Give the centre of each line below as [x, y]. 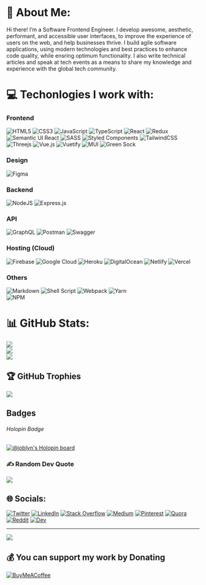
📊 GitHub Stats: [48, 323]
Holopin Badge [25, 428]
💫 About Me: [39, 13]
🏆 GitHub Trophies [44, 377]
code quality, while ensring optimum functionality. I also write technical [96, 55]
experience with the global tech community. [62, 68]
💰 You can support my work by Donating [86, 557]
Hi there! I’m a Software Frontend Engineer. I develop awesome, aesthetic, [100, 29]
